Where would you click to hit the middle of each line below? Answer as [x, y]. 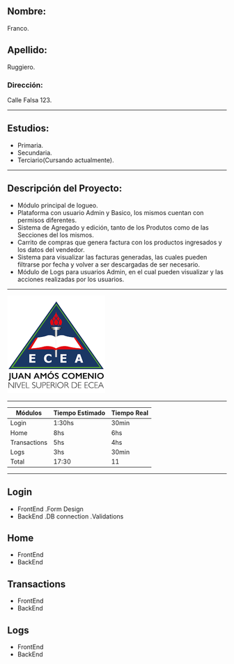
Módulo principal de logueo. [58, 205]
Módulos [29, 413]
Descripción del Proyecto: [65, 188]
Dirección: [25, 85]
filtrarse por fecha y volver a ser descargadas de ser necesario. [109, 264]
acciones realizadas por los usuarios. [71, 279]
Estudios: [28, 128]
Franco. [18, 28]
